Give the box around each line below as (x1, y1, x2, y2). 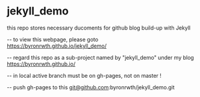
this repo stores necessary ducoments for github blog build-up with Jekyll (7, 24, 191, 31)
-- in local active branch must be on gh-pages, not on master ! (7, 72, 162, 79)
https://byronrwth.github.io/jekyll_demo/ (7, 42, 107, 49)
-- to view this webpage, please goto (7, 36, 99, 43)
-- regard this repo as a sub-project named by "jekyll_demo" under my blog (7, 54, 195, 61)
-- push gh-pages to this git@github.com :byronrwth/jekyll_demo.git (7, 83, 175, 91)
